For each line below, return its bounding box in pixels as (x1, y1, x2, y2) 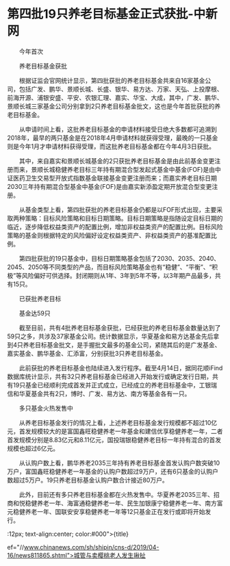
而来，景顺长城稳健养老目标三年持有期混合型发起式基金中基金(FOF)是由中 (12, 165, 221, 173)
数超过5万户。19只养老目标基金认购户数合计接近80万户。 (7, 476, 169, 484)
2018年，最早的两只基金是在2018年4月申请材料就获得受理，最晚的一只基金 (7, 133, 218, 142)
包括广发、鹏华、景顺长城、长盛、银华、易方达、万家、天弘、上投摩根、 (18, 85, 223, 93)
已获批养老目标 (18, 294, 62, 303)
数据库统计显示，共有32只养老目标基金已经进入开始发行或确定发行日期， (7, 372, 213, 381)
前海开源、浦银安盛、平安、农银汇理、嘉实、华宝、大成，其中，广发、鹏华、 (7, 93, 223, 101)
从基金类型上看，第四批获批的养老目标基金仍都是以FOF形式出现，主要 (18, 205, 217, 214)
